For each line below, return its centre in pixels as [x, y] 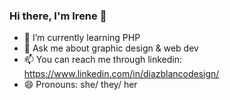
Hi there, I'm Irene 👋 [58, 16]
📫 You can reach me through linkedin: [103, 60]
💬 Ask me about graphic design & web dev [111, 48]
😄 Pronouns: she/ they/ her [80, 85]
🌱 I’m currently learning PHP [82, 38]
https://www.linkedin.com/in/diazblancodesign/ [121, 74]
